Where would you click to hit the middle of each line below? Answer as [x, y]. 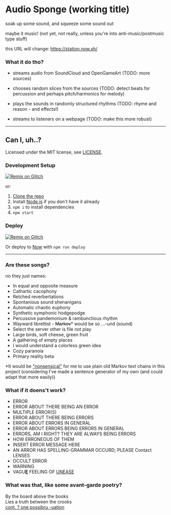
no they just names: [26, 276]
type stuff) [16, 39]
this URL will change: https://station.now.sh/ [51, 48]
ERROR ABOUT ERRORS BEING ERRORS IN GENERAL [68, 428]
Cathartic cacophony [35, 291]
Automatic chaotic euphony [41, 307]
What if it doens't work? [36, 390]
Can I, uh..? [23, 140]
